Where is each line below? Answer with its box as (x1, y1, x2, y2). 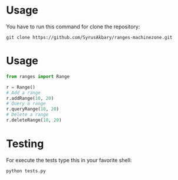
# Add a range (6, 90, 41, 96)
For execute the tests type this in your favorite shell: (6, 156, 132, 163)
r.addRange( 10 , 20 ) (6, 95, 54, 101)
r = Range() (6, 84, 35, 90)
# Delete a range (6, 112, 49, 118)
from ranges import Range (6, 73, 70, 80)
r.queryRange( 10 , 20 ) (6, 106, 60, 112)
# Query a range (6, 101, 46, 107)
